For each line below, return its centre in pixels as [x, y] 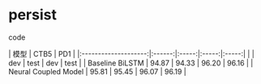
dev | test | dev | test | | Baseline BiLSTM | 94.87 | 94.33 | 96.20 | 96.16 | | [131, 63]
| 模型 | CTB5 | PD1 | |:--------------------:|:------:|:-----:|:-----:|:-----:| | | [132, 53]
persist [32, 15]
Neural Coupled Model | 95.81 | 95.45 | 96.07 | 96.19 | [97, 71]
